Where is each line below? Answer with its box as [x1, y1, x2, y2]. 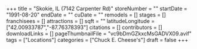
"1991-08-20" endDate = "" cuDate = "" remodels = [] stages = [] [6, 11, 166, 18]
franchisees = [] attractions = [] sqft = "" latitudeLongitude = [6, 18, 155, 24]
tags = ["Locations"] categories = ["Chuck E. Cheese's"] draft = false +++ [6, 37, 189, 43]
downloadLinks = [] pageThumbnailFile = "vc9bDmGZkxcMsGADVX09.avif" [6, 30, 192, 37]
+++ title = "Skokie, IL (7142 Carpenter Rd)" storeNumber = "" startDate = [6, 5, 188, 12]
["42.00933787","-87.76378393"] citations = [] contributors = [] [6, 24, 162, 31]
